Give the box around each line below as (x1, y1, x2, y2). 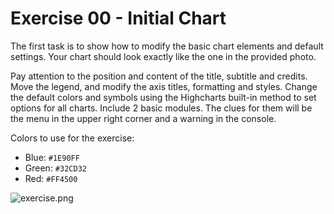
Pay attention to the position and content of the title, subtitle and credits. (10, 70, 308, 82)
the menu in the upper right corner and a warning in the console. (10, 112, 277, 124)
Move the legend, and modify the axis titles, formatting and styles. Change (10, 80, 318, 92)
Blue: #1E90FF (24, 151, 80, 163)
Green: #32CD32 (24, 162, 87, 174)
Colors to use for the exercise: (10, 132, 135, 144)
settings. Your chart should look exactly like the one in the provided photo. (10, 50, 317, 62)
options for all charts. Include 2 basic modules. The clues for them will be (10, 102, 313, 114)
